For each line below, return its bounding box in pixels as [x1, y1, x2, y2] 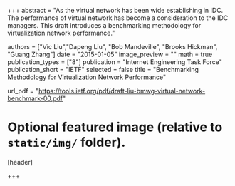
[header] [7, 157, 33, 166]
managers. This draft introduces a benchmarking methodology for [7, 21, 202, 29]
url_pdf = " [7, 87, 39, 95]
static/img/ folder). [7, 135, 126, 150]
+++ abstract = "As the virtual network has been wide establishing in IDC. [7, 6, 224, 14]
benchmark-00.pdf [7, 94, 63, 103]
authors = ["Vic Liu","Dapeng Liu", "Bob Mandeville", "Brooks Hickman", [7, 43, 218, 51]
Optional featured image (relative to [7, 119, 223, 135]
